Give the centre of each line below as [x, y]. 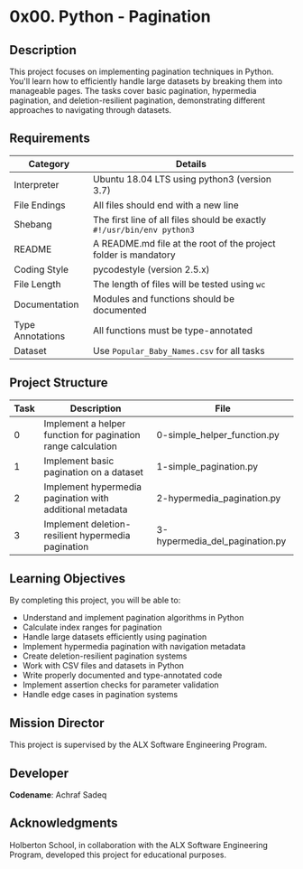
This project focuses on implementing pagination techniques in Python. [142, 71]
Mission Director [57, 723]
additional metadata [86, 509]
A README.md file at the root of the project [185, 243]
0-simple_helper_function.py [218, 434]
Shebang [33, 224]
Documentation [46, 304]
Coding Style [41, 269]
